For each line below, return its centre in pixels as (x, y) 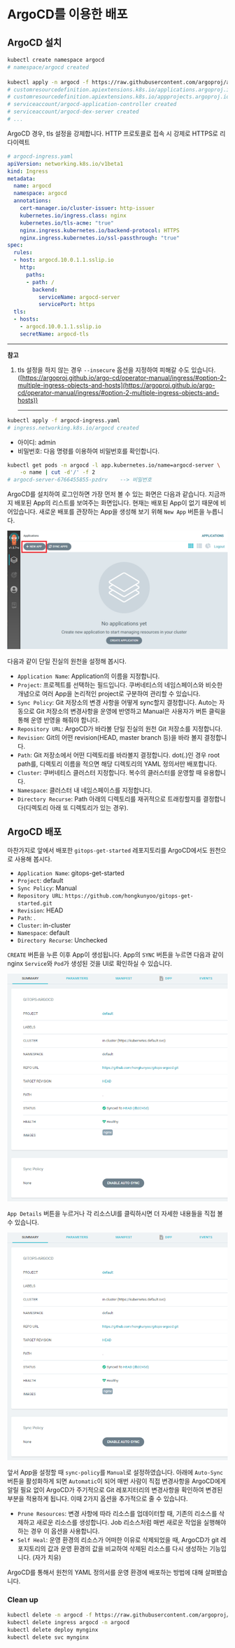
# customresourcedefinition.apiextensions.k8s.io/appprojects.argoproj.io (119, 97)
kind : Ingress (28, 171)
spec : (15, 245)
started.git (35, 903)
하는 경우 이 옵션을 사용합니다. (58, 1531)
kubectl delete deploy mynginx (53, 1630)
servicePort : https (67, 305)
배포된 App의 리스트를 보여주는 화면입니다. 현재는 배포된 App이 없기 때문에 (116, 503)
